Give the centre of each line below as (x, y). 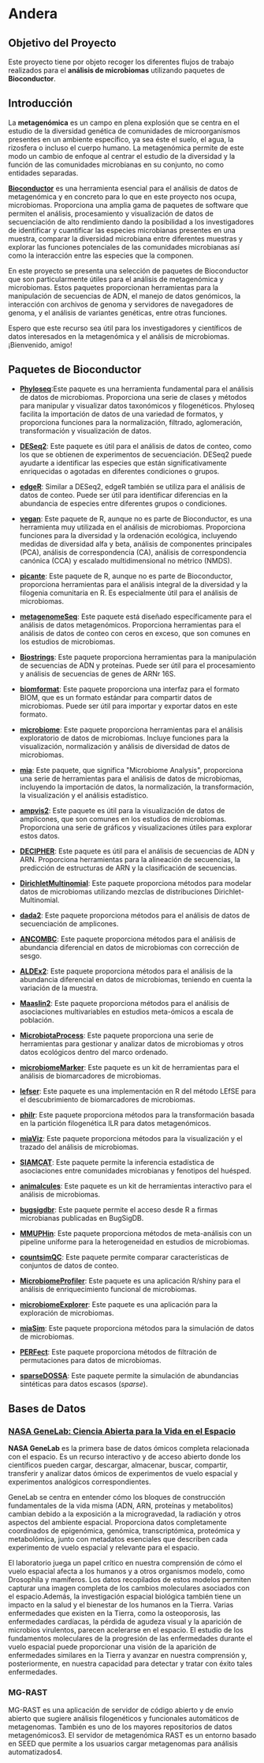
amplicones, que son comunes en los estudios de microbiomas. (123, 819)
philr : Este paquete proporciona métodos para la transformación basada (137, 1114)
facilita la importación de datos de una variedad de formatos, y (121, 414)
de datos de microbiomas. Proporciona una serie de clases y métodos (133, 397)
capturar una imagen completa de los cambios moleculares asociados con (129, 1588)
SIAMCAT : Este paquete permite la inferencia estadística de (117, 1162)
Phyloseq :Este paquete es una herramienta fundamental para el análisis (136, 389)
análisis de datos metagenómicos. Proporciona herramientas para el (130, 624)
